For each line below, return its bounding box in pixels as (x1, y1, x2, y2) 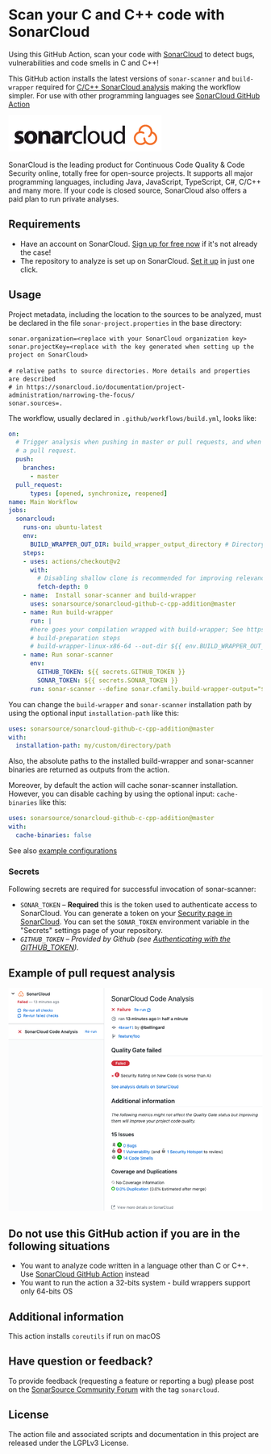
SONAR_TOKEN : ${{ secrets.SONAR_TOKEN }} (37, 676, 179, 685)
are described (8, 375, 56, 383)
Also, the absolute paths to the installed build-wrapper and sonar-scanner (8, 756, 254, 766)
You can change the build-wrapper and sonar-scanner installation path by (8, 699, 252, 709)
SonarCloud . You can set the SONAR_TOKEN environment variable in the (19, 917, 250, 927)
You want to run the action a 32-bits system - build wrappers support (19, 1278, 251, 1288)
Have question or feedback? (8, 1355, 153, 1369)
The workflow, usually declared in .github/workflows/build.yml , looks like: (8, 413, 256, 423)
